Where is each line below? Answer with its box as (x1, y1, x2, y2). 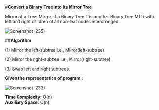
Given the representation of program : (5, 75, 83, 81)
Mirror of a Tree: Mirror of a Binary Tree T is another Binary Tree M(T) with (5, 14, 154, 19)
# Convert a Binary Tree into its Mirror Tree (5, 4, 92, 10)
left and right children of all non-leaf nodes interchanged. (5, 19, 120, 24)
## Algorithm (5, 37, 32, 43)
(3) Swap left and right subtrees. (5, 66, 70, 72)
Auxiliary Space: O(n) (5, 99, 50, 105)
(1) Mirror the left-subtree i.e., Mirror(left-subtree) (5, 47, 105, 53)
